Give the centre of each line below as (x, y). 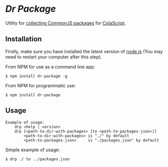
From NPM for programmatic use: (40, 85)
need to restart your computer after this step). (54, 57)
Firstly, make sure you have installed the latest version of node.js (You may (84, 51)
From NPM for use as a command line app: (50, 66)
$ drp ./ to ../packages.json (38, 159)
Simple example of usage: (33, 150)
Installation (24, 39)
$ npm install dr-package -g (36, 76)
